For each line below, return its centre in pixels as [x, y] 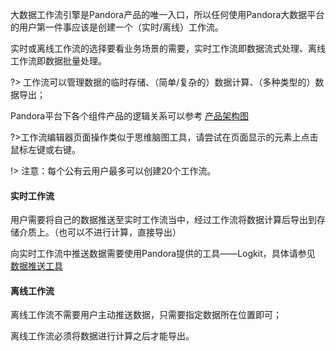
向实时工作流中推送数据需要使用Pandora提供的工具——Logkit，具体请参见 [163, 254]
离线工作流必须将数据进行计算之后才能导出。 [102, 336]
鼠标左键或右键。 [45, 149]
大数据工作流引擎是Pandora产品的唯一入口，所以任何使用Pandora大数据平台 [167, 14]
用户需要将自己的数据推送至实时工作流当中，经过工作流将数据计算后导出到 [163, 220]
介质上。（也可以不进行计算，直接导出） [100, 232]
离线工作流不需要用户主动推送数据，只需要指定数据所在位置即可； [146, 315]
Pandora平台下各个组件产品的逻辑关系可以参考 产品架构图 [130, 116]
